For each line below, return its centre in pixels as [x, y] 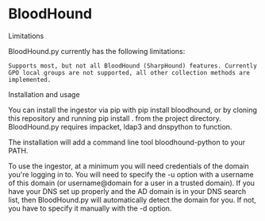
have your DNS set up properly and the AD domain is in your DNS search [127, 191]
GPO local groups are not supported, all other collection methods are [129, 72]
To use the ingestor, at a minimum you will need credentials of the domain [129, 166]
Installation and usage [44, 94]
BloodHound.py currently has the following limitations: [97, 51]
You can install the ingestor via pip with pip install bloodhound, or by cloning [133, 110]
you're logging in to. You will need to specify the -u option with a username [131, 174]
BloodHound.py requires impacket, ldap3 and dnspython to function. [120, 126]
